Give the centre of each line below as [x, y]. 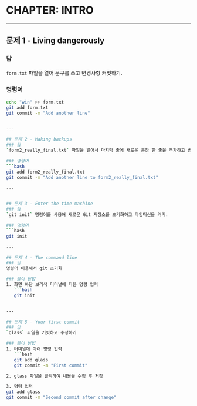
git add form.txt [27, 107]
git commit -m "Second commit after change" [61, 398]
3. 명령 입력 [20, 387]
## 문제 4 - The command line [42, 257]
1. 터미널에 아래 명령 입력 [34, 349]
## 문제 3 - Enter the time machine [50, 204]
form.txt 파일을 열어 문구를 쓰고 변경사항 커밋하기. [64, 73]
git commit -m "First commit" [51, 365]
